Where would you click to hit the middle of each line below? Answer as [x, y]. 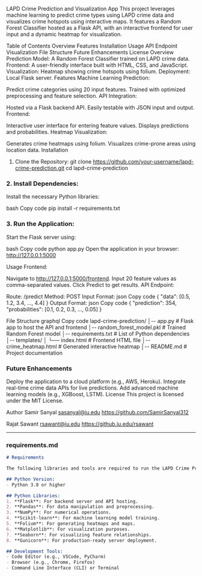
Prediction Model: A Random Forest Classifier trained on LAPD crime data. [98, 59]
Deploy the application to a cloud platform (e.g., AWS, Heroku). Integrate [96, 381]
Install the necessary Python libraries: [53, 197]
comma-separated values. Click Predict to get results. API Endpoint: [90, 284]
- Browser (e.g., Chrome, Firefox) [51, 562]
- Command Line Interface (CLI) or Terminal [63, 568]
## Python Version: [31, 479]
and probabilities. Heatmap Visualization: [57, 132]
